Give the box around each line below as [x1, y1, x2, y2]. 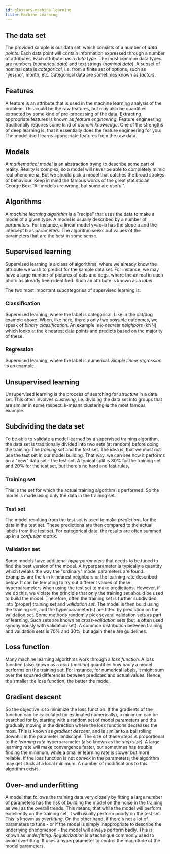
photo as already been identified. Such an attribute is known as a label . [5, 277, 154, 283]
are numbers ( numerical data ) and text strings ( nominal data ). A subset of [5, 61, 160, 67]
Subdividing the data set [5, 422, 85, 431]
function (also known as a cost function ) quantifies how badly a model [5, 662, 152, 668]
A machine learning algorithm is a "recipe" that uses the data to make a [5, 211, 155, 217]
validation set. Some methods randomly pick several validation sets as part [5, 612, 162, 618]
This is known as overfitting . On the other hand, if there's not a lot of [5, 816, 148, 822]
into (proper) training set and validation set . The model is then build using [5, 600, 159, 607]
